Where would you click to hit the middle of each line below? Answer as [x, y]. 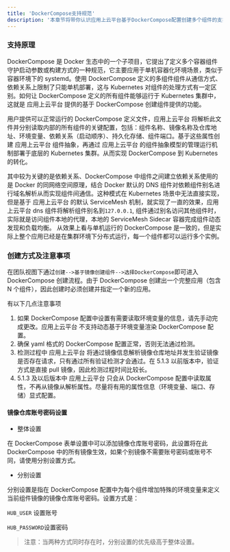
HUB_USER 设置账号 [33, 513]
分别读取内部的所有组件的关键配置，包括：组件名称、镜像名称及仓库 [115, 127]
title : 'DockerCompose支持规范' [51, 13]
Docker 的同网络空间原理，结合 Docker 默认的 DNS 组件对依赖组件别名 [114, 184]
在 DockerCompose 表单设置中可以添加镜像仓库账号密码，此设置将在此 [107, 444]
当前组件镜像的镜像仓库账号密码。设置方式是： [73, 499]
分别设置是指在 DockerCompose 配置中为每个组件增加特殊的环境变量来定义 [114, 490]
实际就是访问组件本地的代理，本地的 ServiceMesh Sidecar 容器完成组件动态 [114, 219]
